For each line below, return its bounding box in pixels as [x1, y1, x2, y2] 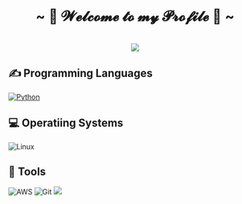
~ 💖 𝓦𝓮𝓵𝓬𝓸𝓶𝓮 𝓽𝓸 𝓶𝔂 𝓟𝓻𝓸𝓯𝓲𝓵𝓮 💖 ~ [35, 7, 235, 26]
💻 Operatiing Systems [8, 116, 124, 130]
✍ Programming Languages [8, 67, 153, 80]
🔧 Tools [8, 165, 47, 178]
